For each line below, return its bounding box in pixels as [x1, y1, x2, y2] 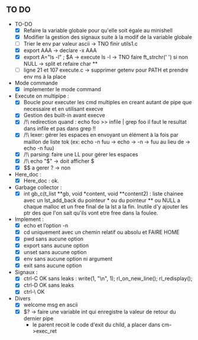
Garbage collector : [14, 184, 62, 191]
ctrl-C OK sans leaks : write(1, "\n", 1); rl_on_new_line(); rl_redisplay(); [23, 275, 193, 282]
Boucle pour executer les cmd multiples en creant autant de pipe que [23, 99, 192, 106]
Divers [14, 295, 31, 302]
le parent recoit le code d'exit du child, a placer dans [32, 321, 161, 328]
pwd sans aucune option [23, 235, 84, 242]
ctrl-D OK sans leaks [23, 281, 74, 289]
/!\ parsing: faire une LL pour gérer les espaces [23, 150, 139, 158]
